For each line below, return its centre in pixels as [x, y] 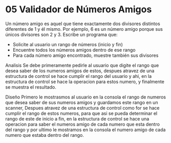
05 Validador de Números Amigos [79, 9]
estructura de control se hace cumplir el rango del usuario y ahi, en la [79, 76]
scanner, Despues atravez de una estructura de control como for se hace [82, 108]
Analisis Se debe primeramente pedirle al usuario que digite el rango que [82, 65]
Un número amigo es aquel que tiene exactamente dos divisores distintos [83, 24]
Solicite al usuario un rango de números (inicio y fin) [68, 44]
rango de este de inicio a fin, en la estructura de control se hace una [77, 118]
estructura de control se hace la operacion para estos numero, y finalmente [85, 81]
